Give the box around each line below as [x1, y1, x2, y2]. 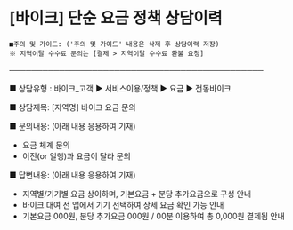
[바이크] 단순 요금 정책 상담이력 [9, 8, 223, 28]
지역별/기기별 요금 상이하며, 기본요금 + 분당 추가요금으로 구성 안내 [21, 188, 252, 199]
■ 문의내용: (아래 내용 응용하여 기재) [9, 121, 136, 131]
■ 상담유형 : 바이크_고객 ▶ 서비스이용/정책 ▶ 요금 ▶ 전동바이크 [9, 83, 232, 93]
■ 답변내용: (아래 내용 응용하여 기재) [9, 170, 136, 180]
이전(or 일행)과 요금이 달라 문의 [21, 150, 131, 161]
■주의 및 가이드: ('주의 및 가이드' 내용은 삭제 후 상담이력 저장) [9, 39, 220, 49]
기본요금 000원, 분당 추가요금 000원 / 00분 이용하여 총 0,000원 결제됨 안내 [21, 210, 285, 221]
